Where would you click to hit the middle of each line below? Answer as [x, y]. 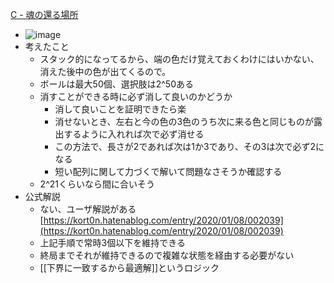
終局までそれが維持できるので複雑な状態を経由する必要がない [167, 255]
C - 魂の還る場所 [44, 14]
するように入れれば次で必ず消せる [134, 134]
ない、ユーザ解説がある [88, 209]
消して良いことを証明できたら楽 [120, 109]
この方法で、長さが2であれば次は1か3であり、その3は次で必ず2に [189, 146]
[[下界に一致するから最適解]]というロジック [129, 267]
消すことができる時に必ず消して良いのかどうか [136, 96]
